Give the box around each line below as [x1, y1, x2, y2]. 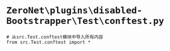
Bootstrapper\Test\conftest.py [6, 16, 165, 27]
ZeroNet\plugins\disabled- [6, 5, 143, 16]
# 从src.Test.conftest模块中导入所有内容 [6, 34, 103, 40]
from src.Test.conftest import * [6, 39, 91, 45]
